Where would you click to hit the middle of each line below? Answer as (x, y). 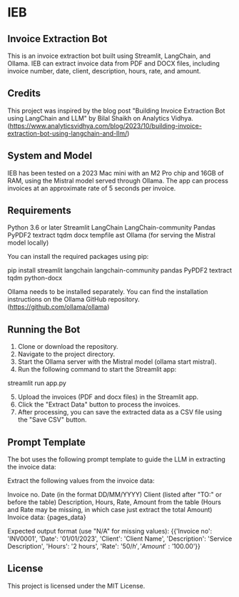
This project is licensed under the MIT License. (76, 586)
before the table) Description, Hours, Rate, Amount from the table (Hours (114, 502)
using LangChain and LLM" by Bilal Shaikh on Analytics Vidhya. (101, 118)
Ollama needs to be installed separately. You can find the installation (108, 292)
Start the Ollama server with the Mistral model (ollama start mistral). (117, 362)
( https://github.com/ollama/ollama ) (59, 307)
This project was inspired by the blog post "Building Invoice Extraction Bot (116, 111)
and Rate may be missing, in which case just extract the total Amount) (110, 510)
